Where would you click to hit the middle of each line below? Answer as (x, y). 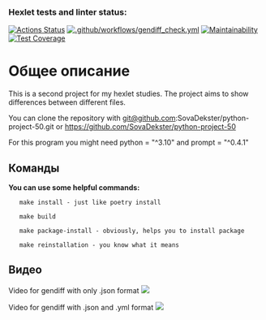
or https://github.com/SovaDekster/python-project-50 (146, 127)
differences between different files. (67, 102)
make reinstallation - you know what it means (99, 245)
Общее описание (69, 71)
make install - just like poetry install (90, 203)
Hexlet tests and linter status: (68, 12)
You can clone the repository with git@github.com (92, 118)
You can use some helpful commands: (74, 188)
